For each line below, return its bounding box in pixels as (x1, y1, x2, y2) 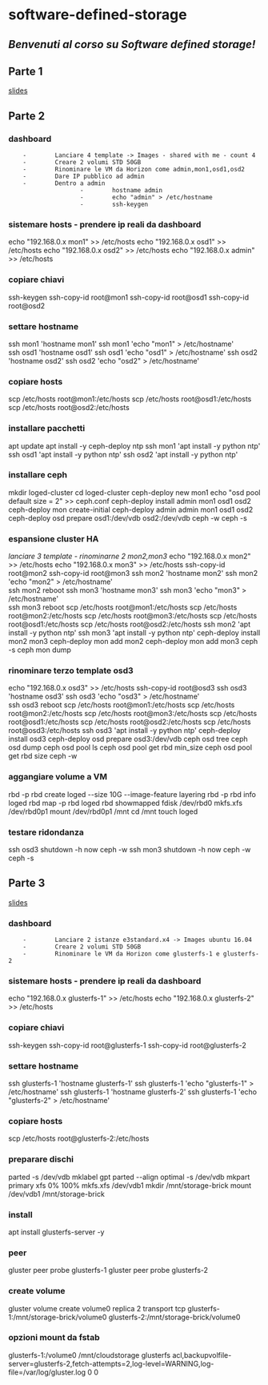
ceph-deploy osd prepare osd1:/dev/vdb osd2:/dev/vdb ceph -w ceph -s (8, 513, 248, 522)
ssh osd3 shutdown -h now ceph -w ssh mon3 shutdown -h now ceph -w (8, 845, 251, 855)
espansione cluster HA (8, 533, 99, 544)
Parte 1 (8, 64, 43, 78)
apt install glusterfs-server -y (8, 1227, 105, 1237)
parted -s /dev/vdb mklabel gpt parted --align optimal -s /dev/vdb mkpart (8, 1172, 250, 1182)
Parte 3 (8, 876, 46, 890)
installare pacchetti (8, 423, 86, 434)
